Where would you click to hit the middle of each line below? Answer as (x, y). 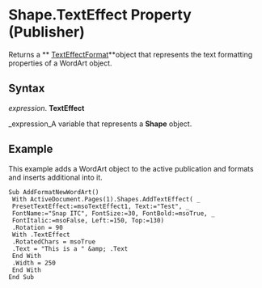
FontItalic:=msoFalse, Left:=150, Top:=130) (88, 220)
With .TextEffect (41, 235)
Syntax (27, 89)
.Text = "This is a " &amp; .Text (70, 248)
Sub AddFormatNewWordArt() (54, 192)
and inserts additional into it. (55, 177)
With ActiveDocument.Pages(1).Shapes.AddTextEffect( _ (106, 199)
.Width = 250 (34, 263)
